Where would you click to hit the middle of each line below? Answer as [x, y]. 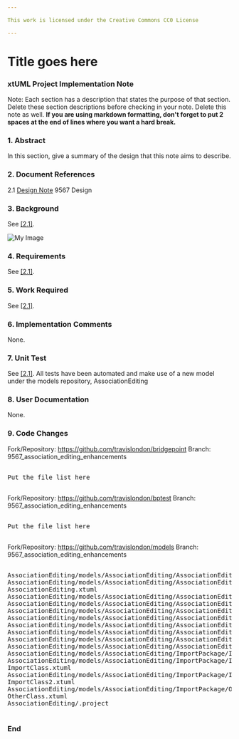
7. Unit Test [27, 358]
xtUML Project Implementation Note [70, 84]
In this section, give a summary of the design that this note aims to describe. [119, 156]
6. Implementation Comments [60, 324]
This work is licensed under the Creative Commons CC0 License [103, 20]
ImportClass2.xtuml [41, 682]
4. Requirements [37, 256]
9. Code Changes [38, 434]
